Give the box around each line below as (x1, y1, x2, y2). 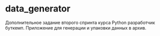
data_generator (5, 3, 71, 14)
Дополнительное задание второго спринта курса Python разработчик (5, 19, 155, 25)
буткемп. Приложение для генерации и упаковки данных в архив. (5, 24, 146, 30)
